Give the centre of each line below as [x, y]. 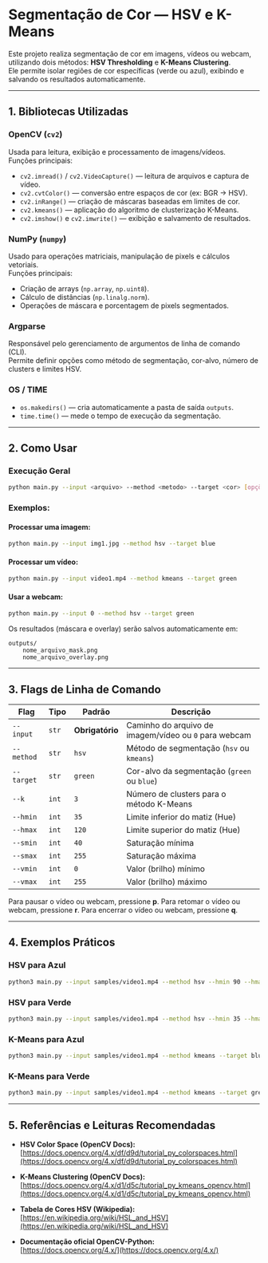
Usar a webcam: [36, 597]
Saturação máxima [162, 856]
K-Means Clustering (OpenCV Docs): [83, 1176]
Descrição [191, 712]
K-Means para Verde [49, 1076]
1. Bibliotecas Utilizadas [69, 112]
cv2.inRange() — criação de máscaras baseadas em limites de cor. [130, 201]
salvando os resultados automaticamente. [77, 79]
